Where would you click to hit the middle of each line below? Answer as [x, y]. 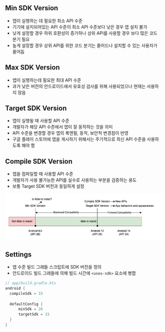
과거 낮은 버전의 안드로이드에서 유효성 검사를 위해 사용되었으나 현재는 [79, 86]
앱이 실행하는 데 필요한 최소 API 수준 [47, 21]
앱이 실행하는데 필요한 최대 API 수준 [47, 80]
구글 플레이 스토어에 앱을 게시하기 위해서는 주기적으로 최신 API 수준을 [79, 139]
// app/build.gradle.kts [31, 283]
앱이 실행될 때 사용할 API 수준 [41, 121]
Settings [19, 254]
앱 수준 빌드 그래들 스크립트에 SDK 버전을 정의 [57, 267]
